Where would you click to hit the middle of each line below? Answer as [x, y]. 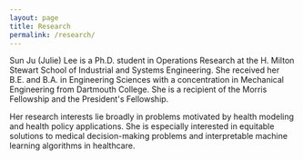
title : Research [40, 26]
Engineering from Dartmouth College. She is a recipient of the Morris [138, 90]
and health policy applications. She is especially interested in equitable [142, 126]
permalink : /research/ [52, 35]
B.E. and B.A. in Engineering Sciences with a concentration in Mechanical [147, 80]
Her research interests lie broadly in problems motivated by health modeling [151, 117]
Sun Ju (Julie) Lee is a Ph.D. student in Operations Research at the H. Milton [152, 61]
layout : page [34, 18]
